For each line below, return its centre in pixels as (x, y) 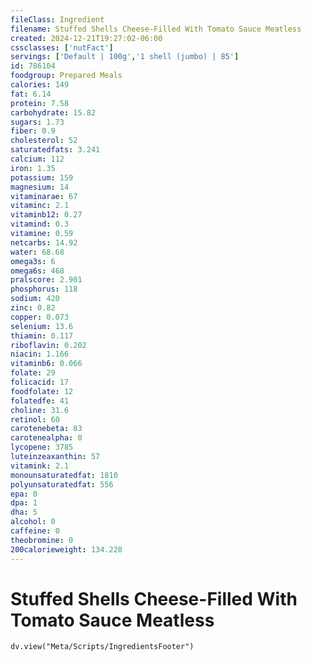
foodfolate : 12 (42, 391)
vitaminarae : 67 (44, 196)
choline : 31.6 (40, 410)
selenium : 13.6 (42, 326)
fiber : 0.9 (33, 131)
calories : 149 (40, 85)
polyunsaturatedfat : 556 (62, 484)
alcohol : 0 (33, 522)
